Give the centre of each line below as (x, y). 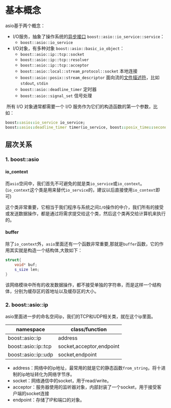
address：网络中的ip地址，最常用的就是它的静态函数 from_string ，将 (84, 368)
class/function (89, 329)
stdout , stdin (34, 83)
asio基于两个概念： (25, 26)
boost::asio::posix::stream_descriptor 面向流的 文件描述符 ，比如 (90, 77)
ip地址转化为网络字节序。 (48, 374)
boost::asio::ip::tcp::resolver (54, 60)
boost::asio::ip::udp (31, 355)
